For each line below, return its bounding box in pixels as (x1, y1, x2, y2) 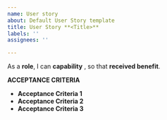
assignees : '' (7, 37, 49, 44)
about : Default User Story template (7, 17, 115, 24)
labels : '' (7, 30, 39, 37)
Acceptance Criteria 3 (17, 104, 84, 113)
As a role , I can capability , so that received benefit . (7, 62, 161, 71)
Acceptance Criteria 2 (17, 97, 84, 106)
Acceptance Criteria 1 (17, 90, 82, 98)
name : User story (7, 10, 58, 18)
